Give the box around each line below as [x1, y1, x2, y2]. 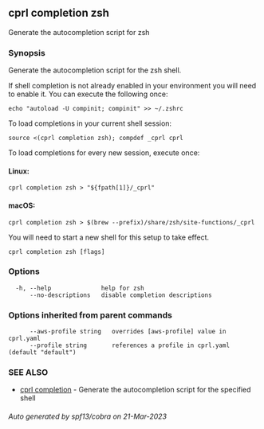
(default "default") [8, 349, 77, 357]
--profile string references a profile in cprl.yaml [29, 341, 230, 349]
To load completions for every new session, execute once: [8, 148, 200, 158]
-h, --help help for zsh [15, 284, 145, 292]
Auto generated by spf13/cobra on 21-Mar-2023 [8, 411, 167, 421]
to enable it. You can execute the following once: [8, 89, 169, 99]
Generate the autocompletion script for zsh [8, 27, 150, 37]
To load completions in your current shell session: [8, 119, 172, 128]
